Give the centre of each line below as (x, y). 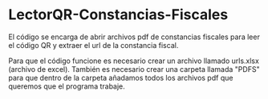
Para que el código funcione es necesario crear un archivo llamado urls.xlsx (134, 61)
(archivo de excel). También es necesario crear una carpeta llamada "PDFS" (134, 69)
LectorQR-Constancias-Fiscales (118, 15)
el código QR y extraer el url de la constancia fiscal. (93, 45)
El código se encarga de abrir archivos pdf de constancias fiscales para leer (134, 37)
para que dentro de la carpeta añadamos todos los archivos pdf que (121, 77)
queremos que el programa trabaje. (67, 86)
